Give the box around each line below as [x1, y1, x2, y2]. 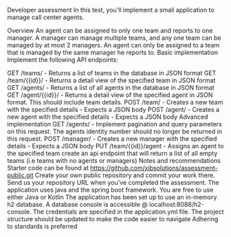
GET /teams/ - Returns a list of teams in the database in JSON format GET [7, 69, 217, 77]
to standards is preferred [7, 223, 78, 230]
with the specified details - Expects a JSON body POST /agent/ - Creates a [7, 106, 220, 113]
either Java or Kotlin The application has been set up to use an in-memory [7, 193, 217, 201]
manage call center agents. [7, 13, 85, 21]
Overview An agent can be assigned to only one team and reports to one [7, 27, 213, 34]
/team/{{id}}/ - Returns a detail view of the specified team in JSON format [7, 76, 216, 84]
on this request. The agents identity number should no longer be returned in [7, 127, 222, 135]
